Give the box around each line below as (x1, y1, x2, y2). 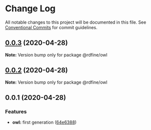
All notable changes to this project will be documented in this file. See (5, 19, 147, 25)
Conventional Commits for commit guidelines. (5, 24, 97, 30)
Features (5, 108, 27, 115)
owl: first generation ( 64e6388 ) (12, 119, 77, 126)
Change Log (5, 3, 56, 14)
